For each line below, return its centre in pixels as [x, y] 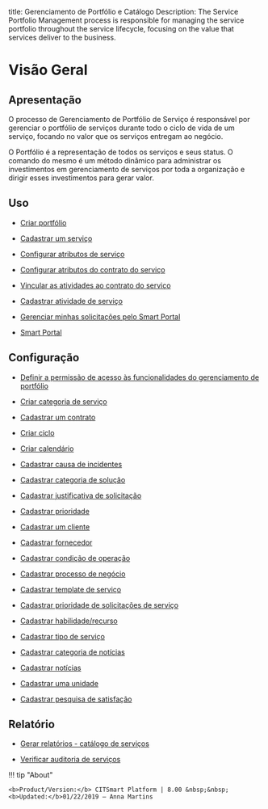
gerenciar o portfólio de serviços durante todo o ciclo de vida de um [122, 128]
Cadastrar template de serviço [71, 589]
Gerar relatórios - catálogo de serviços [84, 744]
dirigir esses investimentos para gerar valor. [82, 178]
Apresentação [45, 100]
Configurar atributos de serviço [72, 254]
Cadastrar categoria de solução [73, 479]
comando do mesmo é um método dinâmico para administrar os [115, 160]
